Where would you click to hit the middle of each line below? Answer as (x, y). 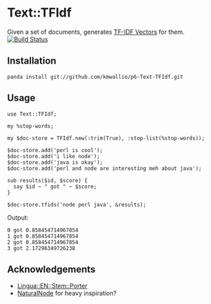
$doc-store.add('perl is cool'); (55, 150)
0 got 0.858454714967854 (43, 230)
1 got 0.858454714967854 (43, 236)
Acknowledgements (51, 269)
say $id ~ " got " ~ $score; (55, 187)
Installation (32, 61)
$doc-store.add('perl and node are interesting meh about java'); (104, 168)
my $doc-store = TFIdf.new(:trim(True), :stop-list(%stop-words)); (106, 138)
